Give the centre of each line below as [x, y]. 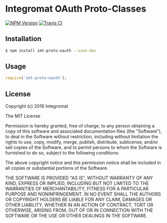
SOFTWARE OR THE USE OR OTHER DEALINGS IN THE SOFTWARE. [76, 216]
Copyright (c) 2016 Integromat [37, 106]
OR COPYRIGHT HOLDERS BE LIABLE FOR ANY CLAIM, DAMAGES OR [79, 200]
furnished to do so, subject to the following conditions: [62, 153]
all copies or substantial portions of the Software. [57, 168]
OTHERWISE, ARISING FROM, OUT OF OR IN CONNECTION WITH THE [79, 210]
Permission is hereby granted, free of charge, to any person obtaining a [80, 126]
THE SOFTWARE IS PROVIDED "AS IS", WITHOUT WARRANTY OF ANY [79, 178]
